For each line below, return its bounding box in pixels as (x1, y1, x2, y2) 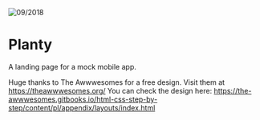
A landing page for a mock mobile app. (8, 62, 136, 71)
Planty (8, 36, 53, 54)
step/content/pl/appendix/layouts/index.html (8, 102, 156, 112)
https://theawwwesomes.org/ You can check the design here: (8, 86, 213, 95)
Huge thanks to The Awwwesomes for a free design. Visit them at (8, 77, 225, 87)
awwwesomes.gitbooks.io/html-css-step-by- (8, 94, 158, 104)
